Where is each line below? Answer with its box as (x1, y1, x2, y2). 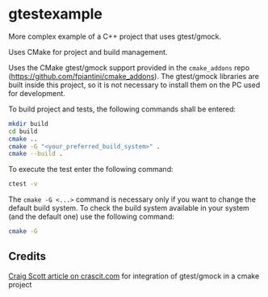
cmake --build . (8, 150, 63, 158)
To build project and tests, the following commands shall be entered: (8, 104, 237, 114)
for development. (8, 88, 66, 98)
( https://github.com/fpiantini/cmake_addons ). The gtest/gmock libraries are (8, 71, 260, 81)
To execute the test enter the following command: (8, 165, 174, 174)
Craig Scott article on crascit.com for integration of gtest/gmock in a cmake (8, 271, 260, 281)
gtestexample (8, 5, 103, 23)
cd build (8, 127, 38, 136)
